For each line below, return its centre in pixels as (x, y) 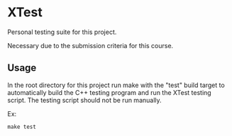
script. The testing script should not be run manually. (84, 100)
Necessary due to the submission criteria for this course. (90, 45)
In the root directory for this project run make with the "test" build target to (116, 85)
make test (22, 127)
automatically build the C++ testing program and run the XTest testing (109, 92)
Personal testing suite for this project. (62, 32)
